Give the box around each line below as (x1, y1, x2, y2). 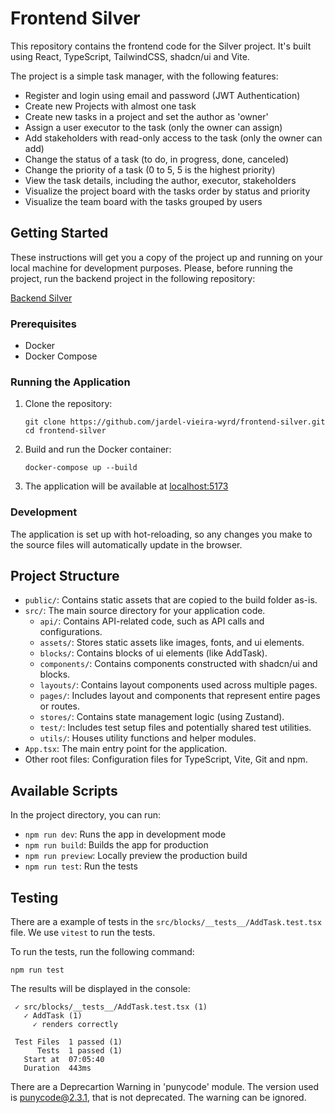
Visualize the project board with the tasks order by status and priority (24, 185, 311, 197)
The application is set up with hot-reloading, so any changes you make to (10, 528, 313, 540)
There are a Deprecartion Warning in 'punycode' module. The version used (10, 1081, 320, 1093)
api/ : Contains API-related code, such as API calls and (39, 615, 265, 627)
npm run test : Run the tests (24, 860, 138, 872)
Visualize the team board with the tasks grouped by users (24, 195, 263, 207)
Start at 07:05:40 (23, 1055, 105, 1065)
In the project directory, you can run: (10, 809, 161, 821)
